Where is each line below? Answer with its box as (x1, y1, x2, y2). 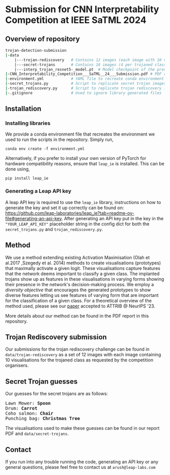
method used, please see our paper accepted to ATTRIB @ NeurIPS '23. (5, 303, 155, 309)
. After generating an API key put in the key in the (61, 215, 164, 221)
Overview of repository (5, 35, 80, 43)
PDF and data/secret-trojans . (5, 430, 69, 437)
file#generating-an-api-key (5, 215, 62, 221)
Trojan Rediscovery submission (5, 332, 107, 341)
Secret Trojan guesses (5, 377, 78, 386)
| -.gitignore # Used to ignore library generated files (5, 90, 162, 95)
